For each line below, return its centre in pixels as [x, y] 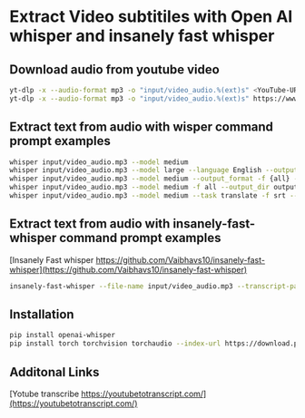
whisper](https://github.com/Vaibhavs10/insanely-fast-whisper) [128, 269]
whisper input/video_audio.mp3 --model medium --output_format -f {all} [150, 179]
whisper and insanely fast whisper [142, 36]
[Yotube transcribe [44, 394]
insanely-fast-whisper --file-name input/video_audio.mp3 [121, 286]
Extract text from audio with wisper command [142, 127]
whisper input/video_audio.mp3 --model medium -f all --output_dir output [154, 188]
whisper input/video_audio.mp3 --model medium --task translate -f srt [148, 196]
